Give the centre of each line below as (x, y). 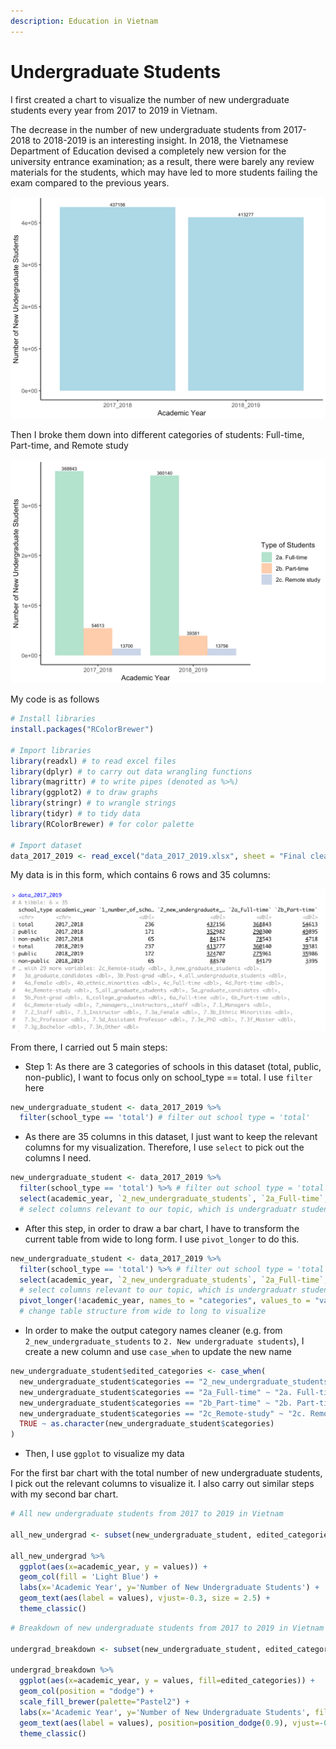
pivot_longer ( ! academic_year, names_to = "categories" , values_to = (165, 1301)
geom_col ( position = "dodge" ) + (87, 1691)
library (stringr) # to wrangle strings (93, 803)
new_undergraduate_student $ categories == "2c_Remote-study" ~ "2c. (163, 1413)
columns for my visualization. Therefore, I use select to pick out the (164, 1147)
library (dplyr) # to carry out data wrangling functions (131, 771)
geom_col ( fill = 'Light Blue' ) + (89, 1577)
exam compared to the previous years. (90, 182)
